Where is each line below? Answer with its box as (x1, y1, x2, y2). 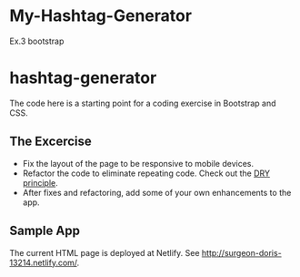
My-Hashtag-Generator (9, 5, 193, 26)
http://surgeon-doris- (201, 247, 282, 258)
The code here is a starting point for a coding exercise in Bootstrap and (9, 97, 276, 108)
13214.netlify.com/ (9, 257, 77, 268)
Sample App (9, 223, 80, 239)
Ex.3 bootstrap (9, 36, 65, 46)
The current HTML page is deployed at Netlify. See (9, 247, 200, 258)
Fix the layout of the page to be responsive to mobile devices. (22, 158, 255, 169)
